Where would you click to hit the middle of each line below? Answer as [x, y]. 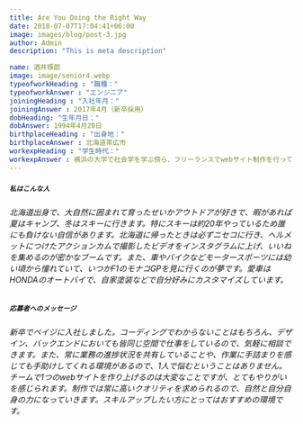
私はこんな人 [30, 189]
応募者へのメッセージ [43, 309]
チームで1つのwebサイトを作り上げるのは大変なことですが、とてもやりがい [148, 377]
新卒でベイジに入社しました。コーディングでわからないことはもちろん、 [143, 332]
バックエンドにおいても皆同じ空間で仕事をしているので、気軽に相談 [158, 343]
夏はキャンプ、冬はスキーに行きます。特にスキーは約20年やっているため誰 [147, 223]
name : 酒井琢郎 [35, 68]
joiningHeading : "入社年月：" [64, 101]
